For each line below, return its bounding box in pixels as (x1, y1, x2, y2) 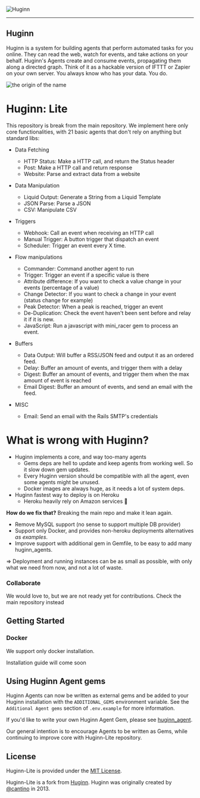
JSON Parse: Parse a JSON (23, 200, 91, 207)
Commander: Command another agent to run (23, 265, 135, 272)
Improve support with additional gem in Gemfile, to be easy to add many (14, 540, 192, 547)
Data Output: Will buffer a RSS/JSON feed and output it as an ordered (23, 351, 194, 358)
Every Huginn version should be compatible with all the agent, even (23, 472, 189, 480)
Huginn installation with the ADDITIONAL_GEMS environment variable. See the (6, 698, 189, 706)
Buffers (14, 340, 33, 347)
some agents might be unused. (23, 478, 100, 485)
